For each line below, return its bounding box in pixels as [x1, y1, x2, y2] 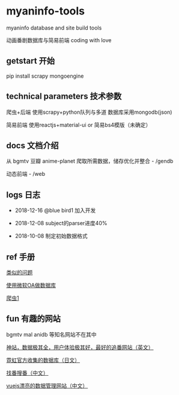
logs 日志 [6, 190, 41, 200]
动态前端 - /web [6, 170, 46, 178]
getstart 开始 [6, 56, 55, 66]
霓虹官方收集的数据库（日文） [6, 356, 80, 364]
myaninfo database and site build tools [6, 24, 102, 31]
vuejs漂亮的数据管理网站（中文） [6, 382, 88, 389]
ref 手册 [6, 252, 35, 262]
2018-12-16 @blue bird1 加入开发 [14, 207, 96, 214]
